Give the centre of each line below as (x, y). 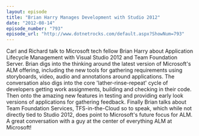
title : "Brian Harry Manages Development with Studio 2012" (84, 17)
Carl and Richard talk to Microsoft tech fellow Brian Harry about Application (100, 51)
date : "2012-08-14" (31, 23)
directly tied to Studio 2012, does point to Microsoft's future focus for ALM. (99, 115)
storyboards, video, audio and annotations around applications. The (90, 77)
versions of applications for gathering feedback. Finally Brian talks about (96, 102)
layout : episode (27, 12)
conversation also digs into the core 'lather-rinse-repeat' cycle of (87, 83)
